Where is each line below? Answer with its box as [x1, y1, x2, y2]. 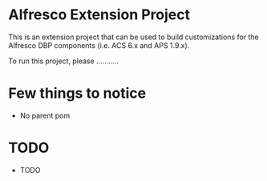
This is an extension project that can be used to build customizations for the [8, 32, 259, 42]
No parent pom [19, 111, 71, 120]
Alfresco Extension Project [8, 6, 191, 24]
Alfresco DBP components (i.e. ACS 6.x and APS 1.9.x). [8, 40, 190, 50]
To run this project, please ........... [8, 56, 119, 66]
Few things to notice [8, 84, 147, 103]
